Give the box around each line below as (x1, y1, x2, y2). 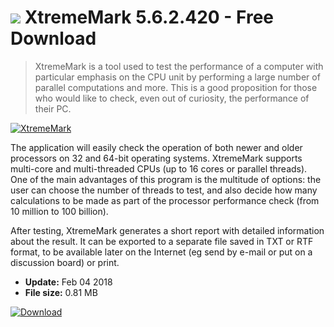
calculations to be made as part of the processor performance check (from (10, 194, 320, 206)
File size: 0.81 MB (24, 286, 98, 298)
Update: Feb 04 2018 (24, 276, 113, 288)
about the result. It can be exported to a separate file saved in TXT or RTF (10, 235, 314, 247)
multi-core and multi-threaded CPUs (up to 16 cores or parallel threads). (10, 162, 308, 175)
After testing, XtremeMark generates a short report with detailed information (10, 224, 325, 236)
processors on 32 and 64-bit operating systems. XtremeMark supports (10, 152, 303, 164)
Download (10, 27, 97, 50)
